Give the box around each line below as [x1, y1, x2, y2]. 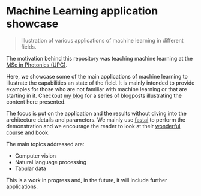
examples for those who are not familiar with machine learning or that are [6, 85, 187, 92]
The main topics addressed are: [6, 140, 85, 147]
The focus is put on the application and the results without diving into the [6, 110, 187, 117]
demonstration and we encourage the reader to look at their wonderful [6, 122, 181, 129]
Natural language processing [14, 158, 87, 165]
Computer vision [14, 152, 56, 159]
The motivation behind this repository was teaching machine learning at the [6, 55, 193, 62]
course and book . [6, 129, 50, 136]
